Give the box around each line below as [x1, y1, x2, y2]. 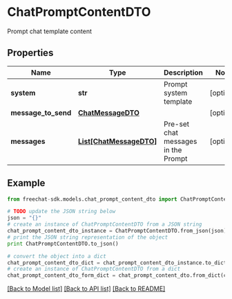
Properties [7, 47, 54, 59]
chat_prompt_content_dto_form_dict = [7, 272, 116, 279]
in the [163, 145, 182, 154]
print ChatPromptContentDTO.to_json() [7, 240, 119, 247]
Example [7, 177, 46, 189]
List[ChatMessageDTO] [78, 136, 157, 146]
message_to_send [10, 108, 72, 118]
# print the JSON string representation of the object [7, 233, 168, 241]
